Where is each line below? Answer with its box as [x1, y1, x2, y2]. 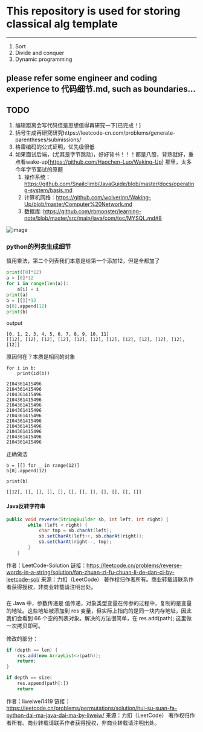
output [6, 319, 23, 327]
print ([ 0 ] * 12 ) [6, 269, 42, 275]
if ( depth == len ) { [6, 647, 59, 653]
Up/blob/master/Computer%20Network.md [24, 201, 133, 208]
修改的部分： [6, 635, 38, 642]
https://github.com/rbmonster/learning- [43, 208, 142, 215]
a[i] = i [17, 286, 39, 292]
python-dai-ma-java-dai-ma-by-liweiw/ [6, 711, 105, 719]
